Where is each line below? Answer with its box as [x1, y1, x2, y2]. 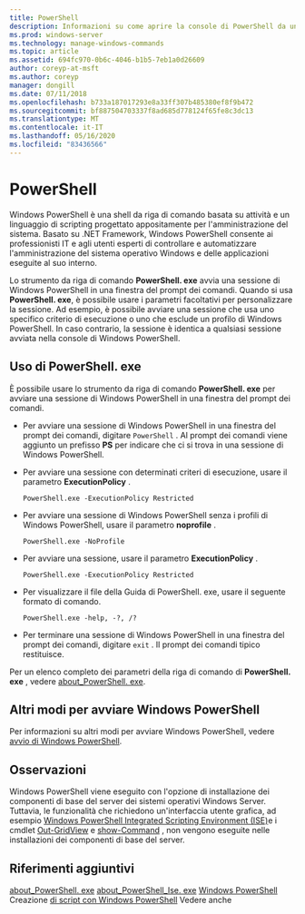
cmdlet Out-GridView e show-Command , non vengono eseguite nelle [9, 825, 271, 836]
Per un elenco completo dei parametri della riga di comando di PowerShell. [9, 666, 291, 677]
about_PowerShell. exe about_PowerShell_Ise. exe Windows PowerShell [9, 884, 279, 895]
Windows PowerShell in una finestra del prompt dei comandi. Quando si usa [9, 284, 293, 295]
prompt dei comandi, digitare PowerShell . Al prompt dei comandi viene [22, 429, 288, 440]
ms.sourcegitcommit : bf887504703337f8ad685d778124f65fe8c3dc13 [9, 106, 254, 115]
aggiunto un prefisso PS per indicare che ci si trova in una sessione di [22, 439, 284, 450]
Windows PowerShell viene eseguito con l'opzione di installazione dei [9, 786, 271, 797]
